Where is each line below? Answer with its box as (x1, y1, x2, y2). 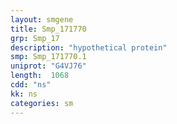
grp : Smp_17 (10, 33, 60, 43)
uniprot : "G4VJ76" (10, 61, 87, 71)
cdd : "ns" (10, 80, 52, 90)
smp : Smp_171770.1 (10, 52, 87, 62)
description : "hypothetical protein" (10, 42, 168, 53)
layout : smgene (10, 14, 74, 25)
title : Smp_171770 (10, 24, 87, 34)
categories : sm (10, 98, 74, 108)
